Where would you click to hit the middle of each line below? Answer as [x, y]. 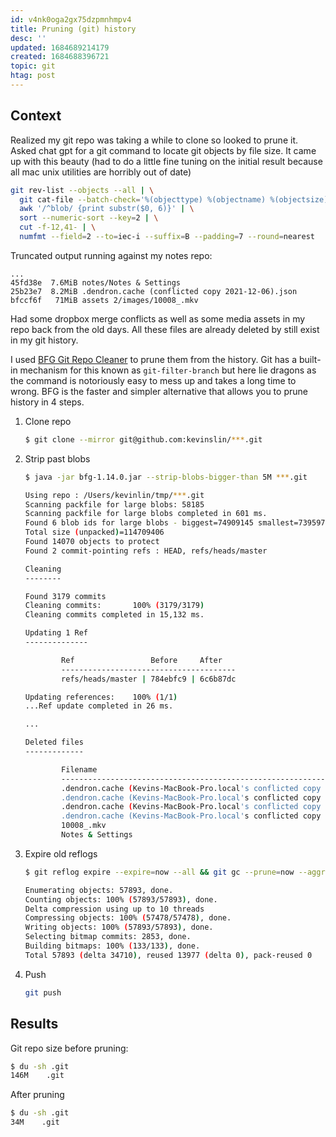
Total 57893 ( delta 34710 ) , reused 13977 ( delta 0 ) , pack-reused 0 [168, 955]
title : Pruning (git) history [73, 29]
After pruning [37, 1095]
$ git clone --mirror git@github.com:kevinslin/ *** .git [143, 439]
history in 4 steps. [47, 402]
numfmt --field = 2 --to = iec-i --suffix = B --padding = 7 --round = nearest [167, 237]
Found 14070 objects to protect [92, 542]
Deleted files [54, 742]
